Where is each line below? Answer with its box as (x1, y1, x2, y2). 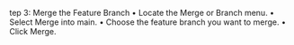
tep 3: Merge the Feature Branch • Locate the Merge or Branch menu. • (9, 8, 275, 18)
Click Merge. (9, 26, 57, 36)
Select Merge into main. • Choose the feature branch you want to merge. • (9, 17, 286, 27)
